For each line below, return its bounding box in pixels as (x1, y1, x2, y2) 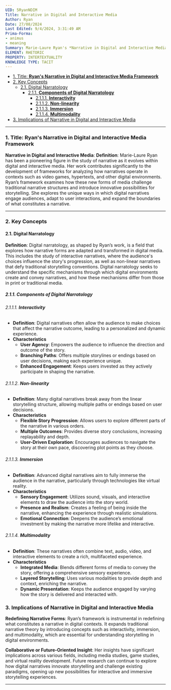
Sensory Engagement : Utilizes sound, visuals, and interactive (20, 494, 150, 500)
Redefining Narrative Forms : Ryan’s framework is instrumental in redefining (5, 616, 164, 622)
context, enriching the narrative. (20, 580, 88, 586)
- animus (5, 36, 24, 41)
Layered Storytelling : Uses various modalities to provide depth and (20, 575, 162, 581)
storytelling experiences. (5, 674, 58, 680)
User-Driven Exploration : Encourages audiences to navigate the (20, 439, 156, 445)
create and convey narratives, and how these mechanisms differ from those (5, 274, 164, 280)
